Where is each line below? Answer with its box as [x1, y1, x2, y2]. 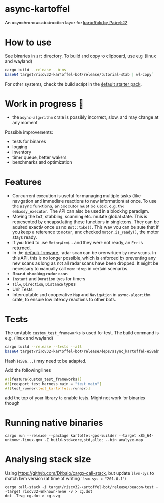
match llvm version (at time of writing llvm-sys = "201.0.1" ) [5, 475, 126, 481]
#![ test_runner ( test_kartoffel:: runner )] [5, 386, 91, 391]
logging [12, 143, 28, 150]
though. [5, 400, 21, 406]
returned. [12, 245, 31, 251]
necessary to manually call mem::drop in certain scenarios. [12, 265, 129, 271]
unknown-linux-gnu [5, 437, 42, 442]
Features [5, 176, 42, 187]
